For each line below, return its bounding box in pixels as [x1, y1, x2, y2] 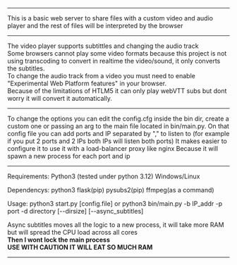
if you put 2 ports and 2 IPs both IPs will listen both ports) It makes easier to [7, 137, 227, 145]
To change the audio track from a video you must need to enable [7, 72, 195, 80]
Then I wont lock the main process [7, 235, 111, 244]
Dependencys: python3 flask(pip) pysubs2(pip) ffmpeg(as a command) [7, 186, 214, 194]
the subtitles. [7, 64, 45, 73]
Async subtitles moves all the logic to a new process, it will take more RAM [7, 221, 224, 229]
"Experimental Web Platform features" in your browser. [7, 79, 167, 87]
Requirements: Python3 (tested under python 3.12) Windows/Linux [7, 172, 200, 180]
